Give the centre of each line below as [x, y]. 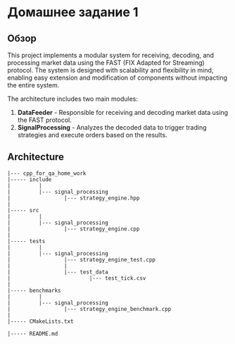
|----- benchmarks [34, 290]
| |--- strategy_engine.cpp [74, 229]
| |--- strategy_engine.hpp [74, 198]
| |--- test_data [58, 272]
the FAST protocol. [44, 120]
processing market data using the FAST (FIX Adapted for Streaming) [106, 63]
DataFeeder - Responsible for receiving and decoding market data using [123, 112]
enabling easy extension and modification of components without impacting [117, 78]
